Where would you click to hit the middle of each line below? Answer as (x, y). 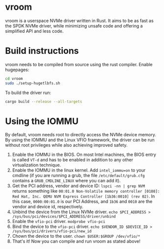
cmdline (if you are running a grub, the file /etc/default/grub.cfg (78, 175)
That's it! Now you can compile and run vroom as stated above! (76, 241)
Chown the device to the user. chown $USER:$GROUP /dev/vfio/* (76, 236)
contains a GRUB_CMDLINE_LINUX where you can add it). (67, 181)
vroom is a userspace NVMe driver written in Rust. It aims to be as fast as (79, 21)
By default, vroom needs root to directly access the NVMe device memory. (81, 135)
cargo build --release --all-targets (44, 101)
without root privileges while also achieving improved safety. (66, 145)
